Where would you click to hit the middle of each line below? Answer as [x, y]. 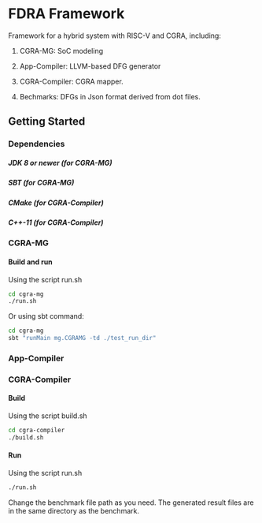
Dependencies [37, 144]
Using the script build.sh [48, 416]
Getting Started [47, 122]
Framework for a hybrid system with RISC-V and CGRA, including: [115, 35]
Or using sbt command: [46, 316]
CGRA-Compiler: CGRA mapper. [71, 81]
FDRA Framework [66, 14]
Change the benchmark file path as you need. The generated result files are [131, 502]
